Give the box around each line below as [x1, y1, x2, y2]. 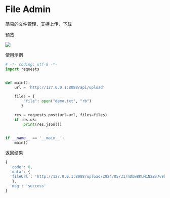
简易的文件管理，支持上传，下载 [5, 21, 72, 27]
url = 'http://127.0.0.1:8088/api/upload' [14, 85, 105, 90]
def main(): [5, 80, 30, 85]
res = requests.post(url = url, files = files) [14, 113, 108, 118]
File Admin [5, 4, 51, 15]
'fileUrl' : [10, 174, 33, 179]
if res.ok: [14, 117, 37, 122]
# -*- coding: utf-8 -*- [5, 62, 58, 67]
